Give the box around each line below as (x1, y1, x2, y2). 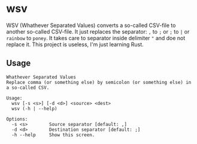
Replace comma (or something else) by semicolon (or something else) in (6, 79, 192, 85)
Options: (6, 116, 28, 122)
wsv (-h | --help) (11, 106, 58, 112)
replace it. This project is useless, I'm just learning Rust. (6, 41, 144, 48)
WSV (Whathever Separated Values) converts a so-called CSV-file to (6, 22, 176, 29)
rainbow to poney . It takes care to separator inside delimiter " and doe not (6, 34, 186, 41)
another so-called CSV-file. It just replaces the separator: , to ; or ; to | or (6, 28, 190, 35)
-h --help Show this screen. (11, 131, 95, 138)
